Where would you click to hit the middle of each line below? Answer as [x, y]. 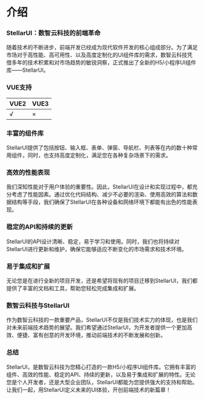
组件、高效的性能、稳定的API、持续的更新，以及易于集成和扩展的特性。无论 [101, 374]
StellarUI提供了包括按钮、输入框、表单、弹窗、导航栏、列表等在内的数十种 [99, 148]
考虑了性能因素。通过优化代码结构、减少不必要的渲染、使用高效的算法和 [102, 195]
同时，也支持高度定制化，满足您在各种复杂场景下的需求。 [99, 155]
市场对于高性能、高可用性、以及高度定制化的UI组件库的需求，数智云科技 [97, 55]
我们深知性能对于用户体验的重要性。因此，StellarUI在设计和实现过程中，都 [99, 187]
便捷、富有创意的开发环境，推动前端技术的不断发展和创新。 [91, 335]
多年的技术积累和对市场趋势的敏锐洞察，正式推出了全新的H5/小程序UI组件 [104, 63]
